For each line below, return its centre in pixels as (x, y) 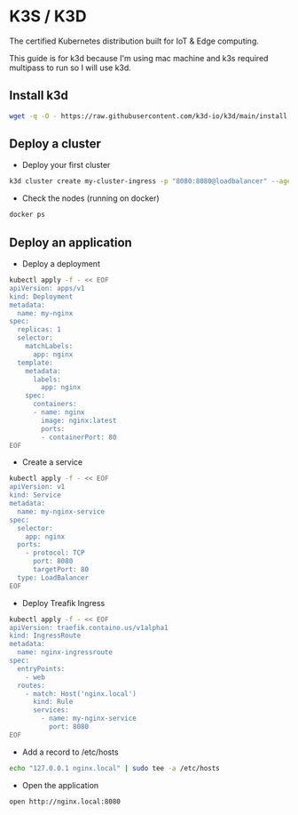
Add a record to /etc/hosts (70, 752)
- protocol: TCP (55, 553)
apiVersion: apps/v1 (47, 288)
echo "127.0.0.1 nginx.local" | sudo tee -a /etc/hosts (114, 768)
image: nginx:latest (79, 420)
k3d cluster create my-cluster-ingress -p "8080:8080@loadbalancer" (138, 181)
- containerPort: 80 (79, 437)
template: (35, 363)
